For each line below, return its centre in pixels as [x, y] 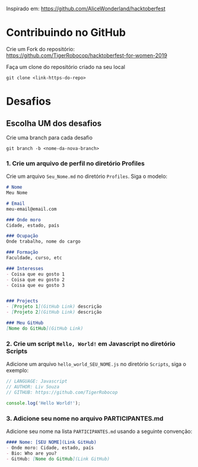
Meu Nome [17, 193]
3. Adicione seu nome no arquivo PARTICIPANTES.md [85, 418]
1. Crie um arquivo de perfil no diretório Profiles [76, 163]
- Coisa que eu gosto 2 [36, 280]
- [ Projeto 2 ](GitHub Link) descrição [54, 312]
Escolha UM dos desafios [54, 123]
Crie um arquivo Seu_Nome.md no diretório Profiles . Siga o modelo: [87, 176]
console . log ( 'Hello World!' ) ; [44, 403]
